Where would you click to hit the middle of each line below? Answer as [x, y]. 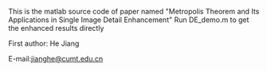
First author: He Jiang [44, 43]
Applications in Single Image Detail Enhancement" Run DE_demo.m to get [129, 20]
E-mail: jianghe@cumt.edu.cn [56, 59]
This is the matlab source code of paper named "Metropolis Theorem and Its [134, 11]
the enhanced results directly [56, 28]
